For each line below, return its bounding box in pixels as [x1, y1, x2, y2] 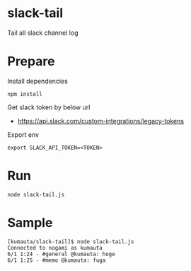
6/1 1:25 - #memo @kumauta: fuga [7, 257, 106, 264]
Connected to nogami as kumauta [7, 244, 103, 251]
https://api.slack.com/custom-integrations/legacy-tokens [17, 116, 185, 125]
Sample [7, 215, 53, 231]
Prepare [7, 53, 55, 70]
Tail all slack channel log [7, 28, 79, 37]
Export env [7, 130, 40, 139]
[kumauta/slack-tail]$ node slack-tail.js [7, 238, 134, 245]
